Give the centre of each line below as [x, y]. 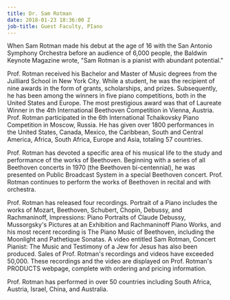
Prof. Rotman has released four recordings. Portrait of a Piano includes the [112, 203]
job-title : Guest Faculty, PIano [55, 26]
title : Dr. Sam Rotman [39, 13]
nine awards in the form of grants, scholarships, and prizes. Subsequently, [112, 88]
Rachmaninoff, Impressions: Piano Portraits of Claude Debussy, [97, 217]
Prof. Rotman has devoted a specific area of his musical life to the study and [115, 153]
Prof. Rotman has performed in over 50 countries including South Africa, [109, 282]
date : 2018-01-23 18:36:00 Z [49, 20]
